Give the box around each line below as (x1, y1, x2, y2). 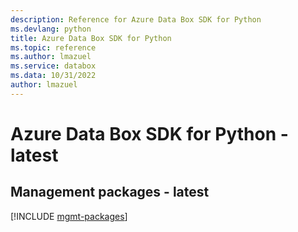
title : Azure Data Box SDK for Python (10, 33, 172, 43)
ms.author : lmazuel (10, 52, 92, 62)
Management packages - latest (10, 184, 210, 201)
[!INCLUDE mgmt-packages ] (10, 210, 128, 222)
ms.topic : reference (10, 42, 97, 53)
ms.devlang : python (10, 24, 92, 34)
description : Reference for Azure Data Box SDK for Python (10, 14, 262, 25)
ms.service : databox (10, 61, 97, 71)
